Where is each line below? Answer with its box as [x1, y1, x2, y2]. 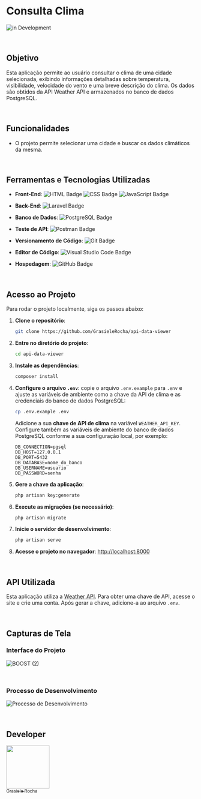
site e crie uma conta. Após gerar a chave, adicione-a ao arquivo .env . [6, 599, 180, 606]
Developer [6, 729, 46, 739]
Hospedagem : [14, 260, 51, 268]
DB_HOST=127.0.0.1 [14, 449, 61, 455]
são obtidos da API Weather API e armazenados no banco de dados [6, 88, 174, 95]
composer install [14, 373, 59, 379]
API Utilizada [6, 577, 55, 587]
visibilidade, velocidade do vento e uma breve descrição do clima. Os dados [6, 82, 195, 89]
